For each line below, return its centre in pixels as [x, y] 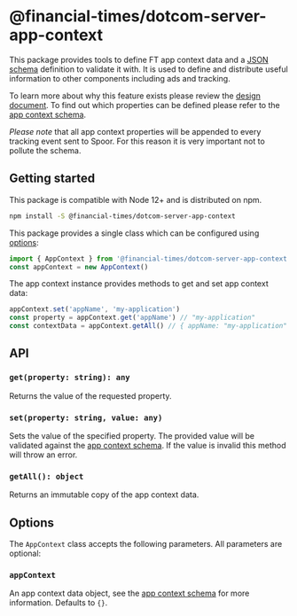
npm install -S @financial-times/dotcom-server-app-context [123, 216]
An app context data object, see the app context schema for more [129, 593]
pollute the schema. [45, 150]
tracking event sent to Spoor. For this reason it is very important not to [137, 141]
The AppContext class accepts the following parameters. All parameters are [146, 544]
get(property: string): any [70, 378]
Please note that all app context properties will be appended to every [135, 131]
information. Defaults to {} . [59, 603]
